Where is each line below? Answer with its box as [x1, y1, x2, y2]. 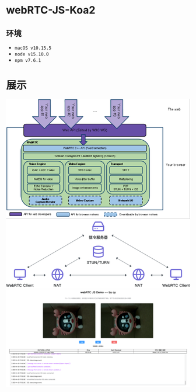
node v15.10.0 [14, 51, 49, 57]
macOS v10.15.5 [14, 45, 52, 51]
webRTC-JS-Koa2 [6, 4, 96, 17]
